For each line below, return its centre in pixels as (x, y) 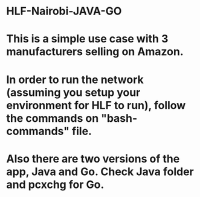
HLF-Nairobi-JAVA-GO (64, 11)
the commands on (53, 118)
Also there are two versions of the (93, 159)
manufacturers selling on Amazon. (95, 52)
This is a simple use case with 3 (87, 39)
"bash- (119, 118)
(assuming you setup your (73, 92)
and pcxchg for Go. (55, 185)
